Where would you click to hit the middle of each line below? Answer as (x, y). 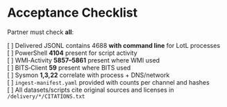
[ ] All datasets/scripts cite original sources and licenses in (91, 90)
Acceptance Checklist (73, 13)
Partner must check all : (41, 32)
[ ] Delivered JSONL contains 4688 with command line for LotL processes (114, 45)
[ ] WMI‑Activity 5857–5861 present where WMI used (84, 60)
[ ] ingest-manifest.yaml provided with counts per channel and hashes (108, 82)
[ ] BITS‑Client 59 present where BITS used (69, 67)
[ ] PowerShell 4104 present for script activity (72, 53)
